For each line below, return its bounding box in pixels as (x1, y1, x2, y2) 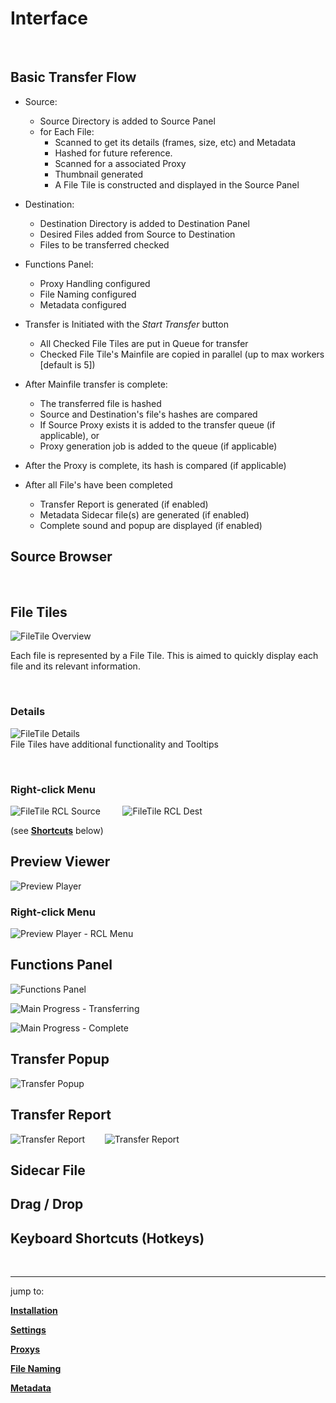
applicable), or (39, 429, 100, 441)
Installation (10, 1305, 58, 1317)
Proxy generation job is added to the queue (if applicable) (39, 440, 278, 452)
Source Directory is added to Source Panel (39, 115, 216, 127)
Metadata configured (39, 298, 127, 311)
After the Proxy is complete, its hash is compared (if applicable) (24, 459, 287, 471)
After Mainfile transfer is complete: (24, 378, 168, 390)
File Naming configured (39, 288, 137, 300)
